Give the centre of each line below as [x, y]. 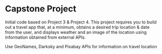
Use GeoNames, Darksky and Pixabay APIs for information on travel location [81, 46]
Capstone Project [41, 9]
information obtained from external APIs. [45, 37]
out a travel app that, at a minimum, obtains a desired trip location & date [77, 27]
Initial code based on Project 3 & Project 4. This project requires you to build [81, 22]
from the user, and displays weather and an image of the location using [76, 32]
